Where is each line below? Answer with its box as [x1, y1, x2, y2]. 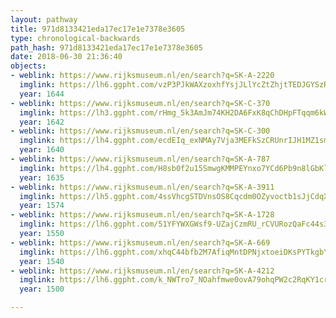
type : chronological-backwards [10, 33, 141, 43]
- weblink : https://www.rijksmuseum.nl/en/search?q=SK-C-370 [10, 98, 271, 108]
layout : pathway [10, 14, 78, 25]
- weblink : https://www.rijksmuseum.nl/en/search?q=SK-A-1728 [10, 210, 275, 220]
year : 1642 [19, 117, 65, 127]
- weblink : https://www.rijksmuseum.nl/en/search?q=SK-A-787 [10, 154, 271, 164]
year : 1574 [19, 201, 65, 211]
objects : [10, 61, 47, 71]
